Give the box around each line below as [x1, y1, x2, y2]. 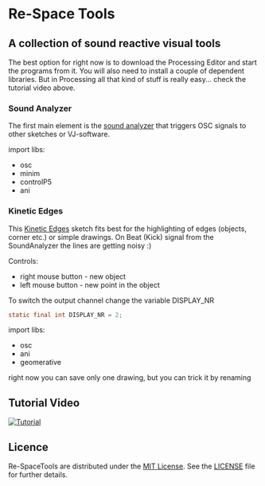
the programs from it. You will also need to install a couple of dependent [8, 66, 245, 76]
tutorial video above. [8, 83, 76, 92]
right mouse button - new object [19, 272, 126, 281]
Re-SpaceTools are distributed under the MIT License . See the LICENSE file [8, 461, 255, 471]
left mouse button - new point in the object [19, 280, 161, 289]
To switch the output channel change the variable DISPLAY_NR [8, 296, 215, 305]
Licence [8, 440, 49, 454]
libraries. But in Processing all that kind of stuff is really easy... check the [8, 75, 247, 84]
